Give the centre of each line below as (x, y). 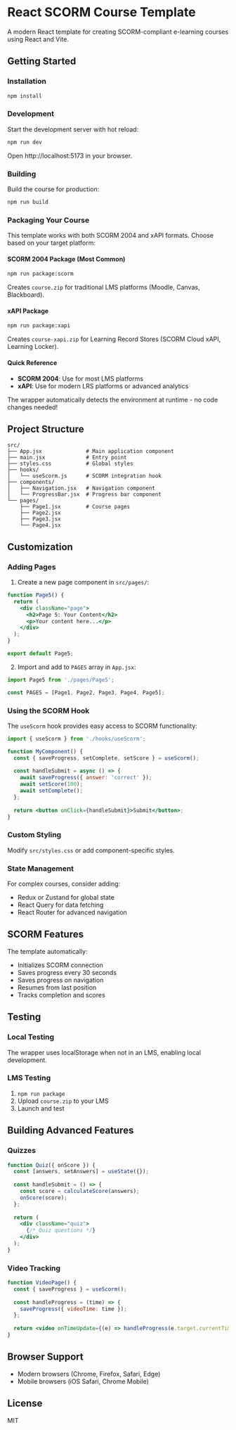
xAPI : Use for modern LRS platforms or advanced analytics (103, 386)
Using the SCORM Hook (48, 710)
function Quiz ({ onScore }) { (52, 1165)
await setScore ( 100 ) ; (51, 784)
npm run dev (25, 142)
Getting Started (42, 62)
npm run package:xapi (39, 326)
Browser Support (46, 1357)
